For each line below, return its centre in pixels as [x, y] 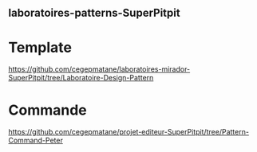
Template [40, 47]
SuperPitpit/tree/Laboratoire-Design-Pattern [81, 78]
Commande [48, 110]
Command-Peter [36, 140]
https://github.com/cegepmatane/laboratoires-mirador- [99, 69]
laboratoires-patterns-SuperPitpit [95, 13]
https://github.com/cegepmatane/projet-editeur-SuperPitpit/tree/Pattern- [129, 132]
